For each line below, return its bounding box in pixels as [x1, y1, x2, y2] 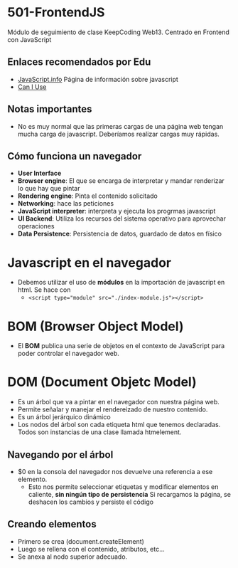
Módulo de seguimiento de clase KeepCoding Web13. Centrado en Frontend [7, 28, 229, 36]
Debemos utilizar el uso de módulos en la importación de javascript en [17, 278, 225, 287]
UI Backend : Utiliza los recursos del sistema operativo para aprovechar [17, 214, 226, 223]
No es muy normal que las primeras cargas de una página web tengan [17, 122, 224, 130]
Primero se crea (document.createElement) [17, 537, 144, 545]
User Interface [17, 169, 62, 178]
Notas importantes [7, 103, 92, 115]
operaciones [17, 222, 55, 231]
